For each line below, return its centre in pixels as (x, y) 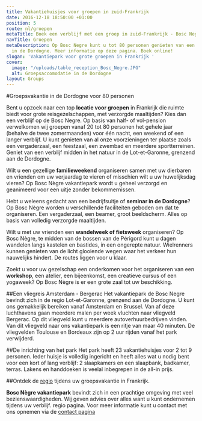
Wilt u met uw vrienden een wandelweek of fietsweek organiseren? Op (95, 232)
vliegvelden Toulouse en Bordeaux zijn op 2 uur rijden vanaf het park (92, 332)
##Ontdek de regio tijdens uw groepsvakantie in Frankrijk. (78, 381)
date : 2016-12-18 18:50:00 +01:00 (50, 17)
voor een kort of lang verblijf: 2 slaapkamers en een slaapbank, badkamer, (98, 363)
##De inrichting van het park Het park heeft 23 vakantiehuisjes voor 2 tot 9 (99, 350)
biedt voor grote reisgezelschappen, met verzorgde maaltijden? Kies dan (96, 114)
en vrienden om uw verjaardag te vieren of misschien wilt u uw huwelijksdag (101, 177)
